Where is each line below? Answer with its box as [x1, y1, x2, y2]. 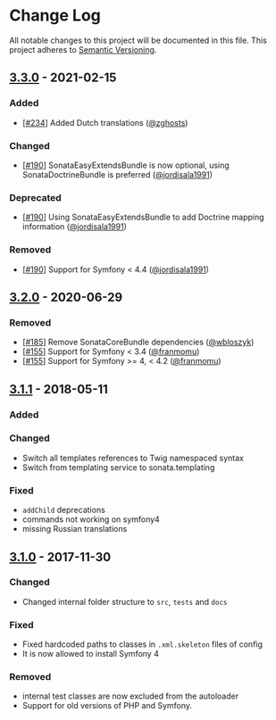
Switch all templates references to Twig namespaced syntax [21, 452, 244, 463]
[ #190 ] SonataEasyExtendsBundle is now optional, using [21, 160, 230, 170]
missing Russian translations [21, 524, 128, 534]
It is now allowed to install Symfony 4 [21, 649, 159, 659]
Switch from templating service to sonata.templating [21, 461, 215, 473]
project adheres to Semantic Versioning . [9, 44, 157, 54]
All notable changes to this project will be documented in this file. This [9, 35, 268, 46]
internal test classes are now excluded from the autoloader [21, 691, 239, 701]
